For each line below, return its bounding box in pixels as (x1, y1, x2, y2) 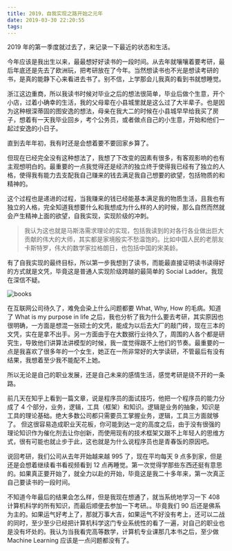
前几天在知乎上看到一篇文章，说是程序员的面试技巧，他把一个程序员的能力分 (7, 394, 225, 403)
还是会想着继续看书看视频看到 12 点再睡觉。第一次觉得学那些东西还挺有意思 (7, 461, 223, 469)
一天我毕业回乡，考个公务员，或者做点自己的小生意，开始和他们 (37, 116, 219, 124)
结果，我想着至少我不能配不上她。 (7, 356, 104, 365)
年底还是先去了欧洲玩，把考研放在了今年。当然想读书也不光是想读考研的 (12, 67, 219, 75)
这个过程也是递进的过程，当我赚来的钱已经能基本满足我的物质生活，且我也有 (7, 195, 225, 203)
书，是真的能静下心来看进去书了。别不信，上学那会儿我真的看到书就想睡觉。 (7, 75, 225, 83)
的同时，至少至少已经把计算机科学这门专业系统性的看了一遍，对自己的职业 (7, 519, 219, 527)
